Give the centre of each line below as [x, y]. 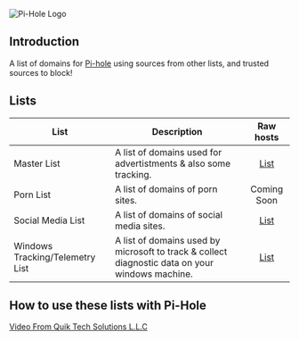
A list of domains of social [168, 214]
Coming [267, 189]
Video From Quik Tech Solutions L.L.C [79, 327]
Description [177, 131]
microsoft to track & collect [171, 252]
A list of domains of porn [166, 189]
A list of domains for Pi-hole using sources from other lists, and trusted [139, 63]
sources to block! [41, 72]
